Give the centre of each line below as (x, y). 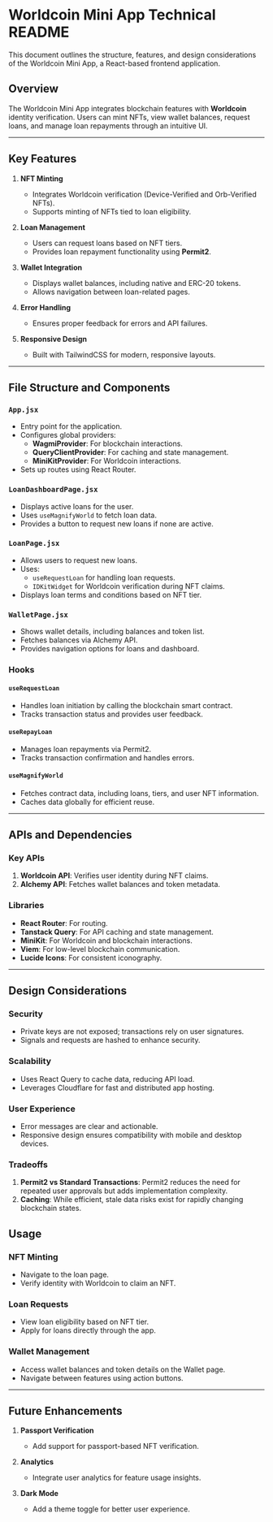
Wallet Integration (51, 267)
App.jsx (24, 409)
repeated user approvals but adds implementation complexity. (124, 1191)
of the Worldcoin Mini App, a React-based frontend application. (115, 63)
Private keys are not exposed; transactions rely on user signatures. (132, 1031)
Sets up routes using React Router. (78, 469)
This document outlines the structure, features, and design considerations (132, 54)
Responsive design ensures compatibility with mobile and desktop (131, 1135)
